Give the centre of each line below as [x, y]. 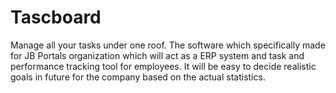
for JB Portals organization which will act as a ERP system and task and [157, 55]
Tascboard [56, 17]
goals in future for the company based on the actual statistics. [138, 77]
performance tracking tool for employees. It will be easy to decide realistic [163, 66]
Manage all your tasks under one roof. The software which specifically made [168, 45]
